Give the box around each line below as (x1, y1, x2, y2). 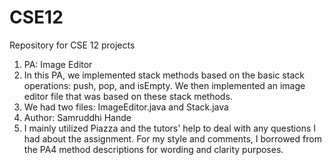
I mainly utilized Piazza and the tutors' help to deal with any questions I (23, 122, 317, 134)
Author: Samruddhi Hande (23, 111, 132, 123)
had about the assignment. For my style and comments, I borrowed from (23, 132, 322, 145)
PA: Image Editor (23, 58, 93, 70)
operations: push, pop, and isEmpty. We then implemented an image (23, 79, 306, 91)
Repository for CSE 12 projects (9, 39, 136, 51)
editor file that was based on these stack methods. (23, 90, 233, 102)
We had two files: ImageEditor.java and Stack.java (23, 101, 229, 113)
